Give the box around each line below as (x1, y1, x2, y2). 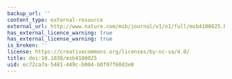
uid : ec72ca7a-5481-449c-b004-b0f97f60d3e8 (7, 61, 135, 68)
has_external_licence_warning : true (7, 29, 113, 36)
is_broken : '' (7, 42, 48, 49)
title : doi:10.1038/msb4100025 (7, 55, 97, 62)
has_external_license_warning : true (7, 36, 113, 43)
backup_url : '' (7, 10, 51, 17)
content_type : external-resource (7, 16, 104, 23)
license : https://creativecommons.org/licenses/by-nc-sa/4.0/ (7, 49, 190, 56)
